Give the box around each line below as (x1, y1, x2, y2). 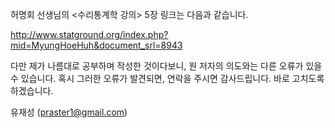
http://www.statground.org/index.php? (10, 29, 169, 40)
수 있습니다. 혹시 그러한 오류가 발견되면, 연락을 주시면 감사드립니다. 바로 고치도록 (10, 73, 325, 84)
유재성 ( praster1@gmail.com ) (10, 106, 128, 118)
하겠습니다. (10, 85, 54, 97)
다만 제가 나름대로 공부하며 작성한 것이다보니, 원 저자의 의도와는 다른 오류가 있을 (10, 60, 323, 72)
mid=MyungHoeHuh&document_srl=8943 (10, 39, 183, 51)
